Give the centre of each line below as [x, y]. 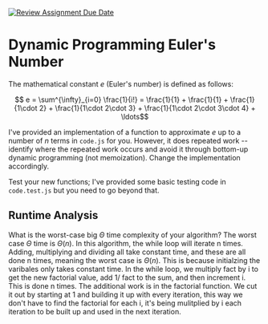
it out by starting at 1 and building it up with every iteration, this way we [126, 294]
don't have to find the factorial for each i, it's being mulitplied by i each [125, 303]
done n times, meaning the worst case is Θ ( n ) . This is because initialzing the [134, 260]
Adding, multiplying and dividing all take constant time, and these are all [127, 252]
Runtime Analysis [53, 215]
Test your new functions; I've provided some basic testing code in [117, 181]
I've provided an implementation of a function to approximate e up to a [125, 132]
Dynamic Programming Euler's [112, 45]
